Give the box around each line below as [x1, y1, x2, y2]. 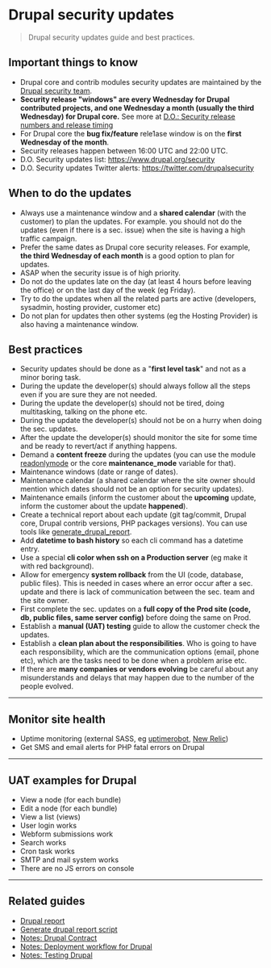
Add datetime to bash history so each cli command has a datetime [19, 535, 244, 546]
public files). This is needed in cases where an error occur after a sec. [19, 579, 253, 589]
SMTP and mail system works [19, 855, 119, 865]
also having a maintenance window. [19, 319, 139, 329]
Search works [19, 838, 67, 847]
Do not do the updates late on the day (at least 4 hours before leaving [19, 276, 252, 286]
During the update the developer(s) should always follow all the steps [19, 381, 251, 391]
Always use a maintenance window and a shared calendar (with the [19, 207, 247, 217]
